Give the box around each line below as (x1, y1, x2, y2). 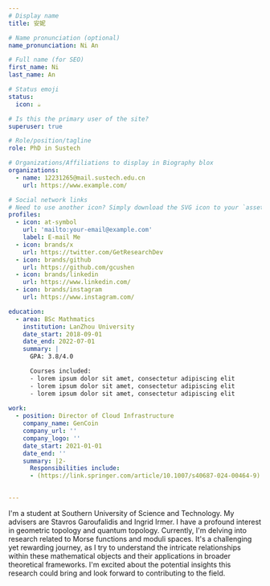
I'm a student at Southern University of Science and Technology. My (8, 508, 235, 518)
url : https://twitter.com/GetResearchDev (22, 248, 163, 256)
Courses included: (29, 367, 92, 375)
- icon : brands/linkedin (15, 270, 99, 279)
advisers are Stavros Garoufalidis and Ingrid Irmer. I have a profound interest (8, 517, 262, 526)
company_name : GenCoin (22, 419, 99, 427)
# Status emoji (8, 85, 59, 93)
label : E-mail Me (22, 233, 81, 241)
